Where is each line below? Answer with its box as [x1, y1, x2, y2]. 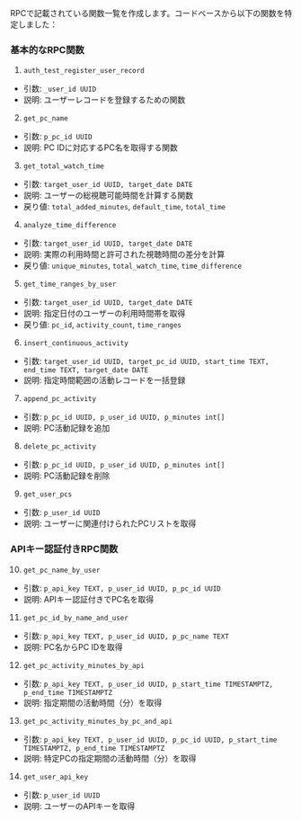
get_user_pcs [22, 490, 73, 499]
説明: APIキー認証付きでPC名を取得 [22, 593, 155, 604]
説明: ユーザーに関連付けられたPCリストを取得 [22, 518, 197, 529]
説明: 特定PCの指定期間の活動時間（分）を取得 [22, 753, 197, 763]
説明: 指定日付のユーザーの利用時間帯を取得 [22, 308, 186, 319]
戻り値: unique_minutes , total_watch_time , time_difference [22, 260, 242, 272]
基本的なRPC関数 [10, 43, 84, 56]
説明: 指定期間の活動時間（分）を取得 [22, 697, 163, 708]
